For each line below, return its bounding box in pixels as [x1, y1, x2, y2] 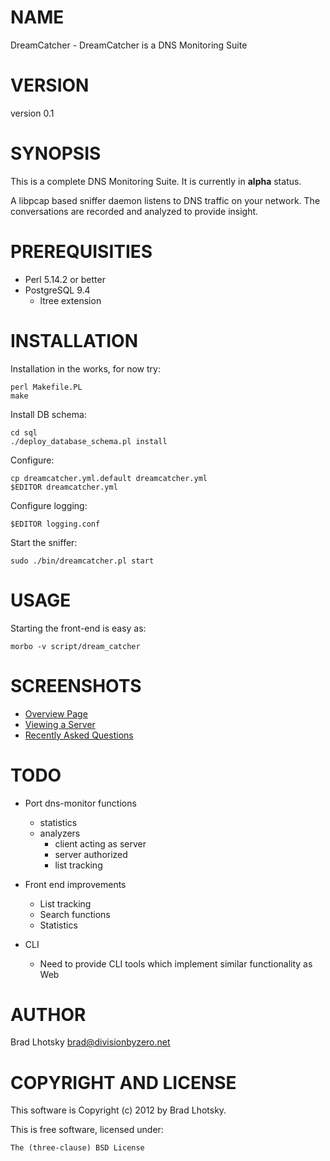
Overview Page [24, 707, 88, 720]
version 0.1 [10, 107, 55, 119]
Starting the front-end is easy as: [10, 622, 147, 634]
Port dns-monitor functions [24, 797, 137, 809]
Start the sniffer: [10, 536, 78, 548]
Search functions [39, 908, 111, 920]
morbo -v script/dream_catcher [10, 641, 141, 651]
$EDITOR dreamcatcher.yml [10, 482, 118, 492]
